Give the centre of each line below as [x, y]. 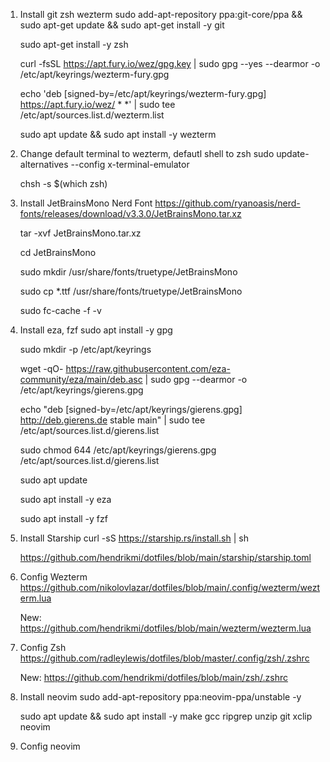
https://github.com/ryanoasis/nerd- [227, 203]
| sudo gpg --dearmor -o [196, 379]
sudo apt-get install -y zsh [74, 44]
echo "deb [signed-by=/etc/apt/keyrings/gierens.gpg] [131, 409]
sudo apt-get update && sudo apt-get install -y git [122, 25]
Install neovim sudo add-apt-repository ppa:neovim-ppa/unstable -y [160, 697]
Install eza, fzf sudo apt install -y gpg [96, 330]
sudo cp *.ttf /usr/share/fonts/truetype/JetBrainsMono [131, 291]
